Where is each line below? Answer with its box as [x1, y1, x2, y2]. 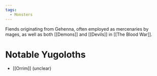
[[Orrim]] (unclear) [12, 65, 52, 71]
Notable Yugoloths [5, 49, 86, 60]
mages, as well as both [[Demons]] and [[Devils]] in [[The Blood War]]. [5, 31, 152, 37]
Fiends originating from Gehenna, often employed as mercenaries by [5, 26, 149, 32]
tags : [5, 7, 17, 13]
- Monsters [10, 12, 33, 17]
